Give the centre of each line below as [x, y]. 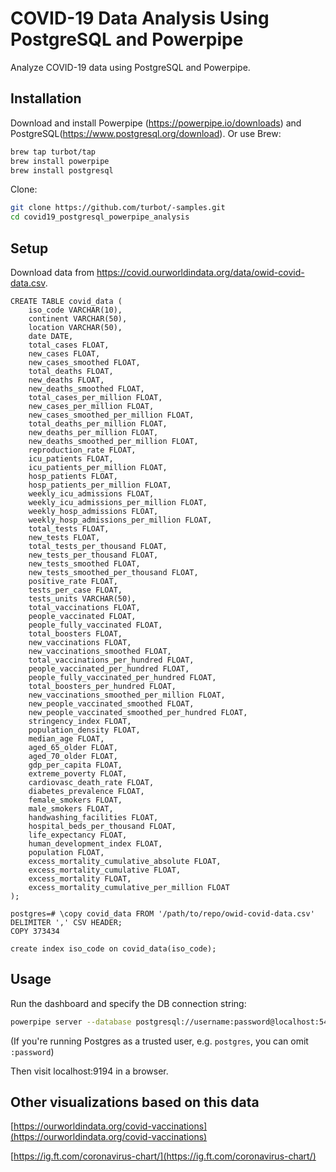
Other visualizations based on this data [135, 1102]
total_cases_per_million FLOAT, [95, 397]
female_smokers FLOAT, [75, 800]
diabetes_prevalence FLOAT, [86, 791]
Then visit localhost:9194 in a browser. [89, 1071]
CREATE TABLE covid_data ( [66, 301]
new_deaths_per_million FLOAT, [93, 432]
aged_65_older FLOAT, [73, 747]
